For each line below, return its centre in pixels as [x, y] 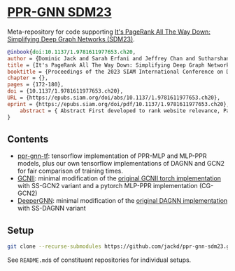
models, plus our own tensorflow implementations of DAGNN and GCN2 [121, 164]
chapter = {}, [28, 78]
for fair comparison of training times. [70, 171]
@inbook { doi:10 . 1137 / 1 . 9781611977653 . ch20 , [72, 52]
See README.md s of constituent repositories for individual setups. [99, 260]
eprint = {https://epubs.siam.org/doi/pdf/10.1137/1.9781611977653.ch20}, [119, 104]
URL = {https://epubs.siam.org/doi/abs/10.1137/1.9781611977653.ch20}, [114, 98]
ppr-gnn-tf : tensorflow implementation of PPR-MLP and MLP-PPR [112, 156]
